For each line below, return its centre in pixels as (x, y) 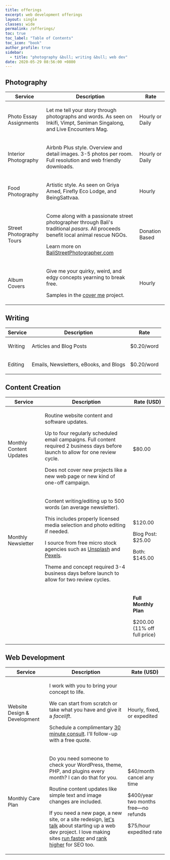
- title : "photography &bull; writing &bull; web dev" (69, 57)
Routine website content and (79, 415)
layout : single (21, 19)
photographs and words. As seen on (89, 117)
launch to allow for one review (80, 452)
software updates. (66, 422)
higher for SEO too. (72, 844)
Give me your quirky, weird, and (84, 271)
